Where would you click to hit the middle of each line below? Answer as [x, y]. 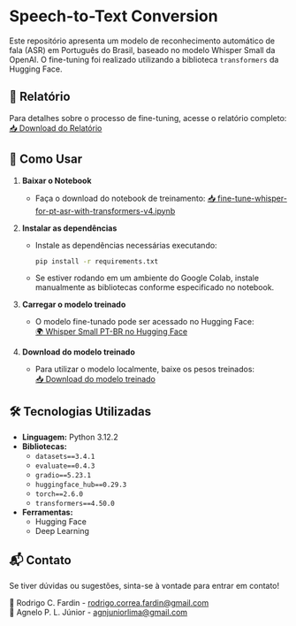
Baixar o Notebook [57, 180]
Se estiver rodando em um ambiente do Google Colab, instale [147, 278]
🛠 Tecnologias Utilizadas [80, 412]
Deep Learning [62, 531]
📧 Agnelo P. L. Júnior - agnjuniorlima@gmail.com [99, 613]
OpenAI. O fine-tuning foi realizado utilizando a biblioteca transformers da [144, 59]
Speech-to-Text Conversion [114, 16]
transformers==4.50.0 [75, 504]
